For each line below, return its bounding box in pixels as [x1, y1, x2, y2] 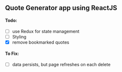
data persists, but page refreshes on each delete [12, 61, 111, 67]
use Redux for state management [12, 28, 80, 34]
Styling [12, 34, 27, 39]
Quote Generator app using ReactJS [5, 4, 118, 12]
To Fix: [5, 51, 19, 56]
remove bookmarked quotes [12, 39, 70, 45]
